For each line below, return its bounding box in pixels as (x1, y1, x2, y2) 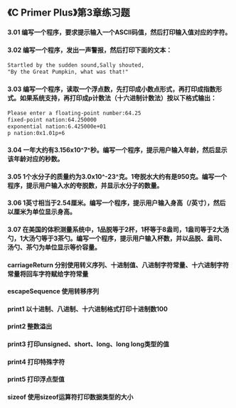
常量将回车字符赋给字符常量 (7, 269, 89, 278)
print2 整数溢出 (7, 322, 53, 331)
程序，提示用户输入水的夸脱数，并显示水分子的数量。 (7, 181, 163, 190)
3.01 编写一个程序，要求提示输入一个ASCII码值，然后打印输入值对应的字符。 (7, 28, 232, 36)
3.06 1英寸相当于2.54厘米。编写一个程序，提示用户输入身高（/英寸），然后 (7, 198, 226, 208)
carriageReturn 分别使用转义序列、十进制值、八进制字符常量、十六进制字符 (7, 260, 230, 269)
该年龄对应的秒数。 (7, 155, 64, 163)
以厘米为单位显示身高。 (7, 208, 76, 216)
